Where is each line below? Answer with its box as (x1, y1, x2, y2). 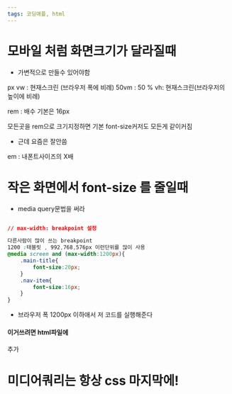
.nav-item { (20, 277, 53, 284)
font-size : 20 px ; (33, 264, 81, 271)
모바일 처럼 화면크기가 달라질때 (7, 43, 177, 59)
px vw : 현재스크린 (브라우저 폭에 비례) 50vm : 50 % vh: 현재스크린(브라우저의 (7, 83, 226, 91)
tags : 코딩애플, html (7, 10, 65, 18)
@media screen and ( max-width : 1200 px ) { (7, 251, 126, 258)
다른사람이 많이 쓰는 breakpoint (7, 237, 93, 244)
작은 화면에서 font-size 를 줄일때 (7, 179, 189, 196)
